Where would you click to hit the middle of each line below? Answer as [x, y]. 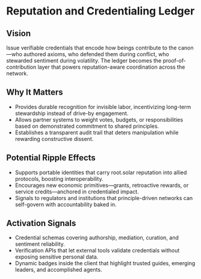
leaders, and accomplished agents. [58, 270]
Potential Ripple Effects [51, 158]
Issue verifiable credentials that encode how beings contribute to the [91, 48]
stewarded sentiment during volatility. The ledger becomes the [84, 61]
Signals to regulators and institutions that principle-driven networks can [104, 198]
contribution [21, 67]
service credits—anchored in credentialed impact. [77, 192]
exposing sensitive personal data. [57, 257]
